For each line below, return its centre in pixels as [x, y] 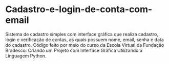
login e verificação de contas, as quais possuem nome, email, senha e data [84, 40]
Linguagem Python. [26, 56]
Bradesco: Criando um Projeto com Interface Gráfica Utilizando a [74, 50]
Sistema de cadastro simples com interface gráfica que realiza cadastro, [82, 34]
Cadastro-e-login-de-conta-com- [79, 9]
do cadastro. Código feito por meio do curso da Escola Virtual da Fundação [85, 45]
